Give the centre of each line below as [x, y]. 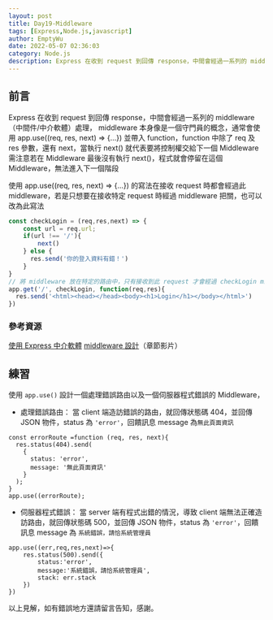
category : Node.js [39, 54]
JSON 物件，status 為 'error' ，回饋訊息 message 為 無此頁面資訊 [127, 423]
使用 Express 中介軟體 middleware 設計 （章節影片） [95, 345]
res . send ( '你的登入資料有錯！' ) [79, 259]
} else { [38, 251]
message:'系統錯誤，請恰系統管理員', [94, 571]
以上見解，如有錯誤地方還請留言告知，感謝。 [83, 608]
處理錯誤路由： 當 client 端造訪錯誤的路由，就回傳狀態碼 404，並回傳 [136, 412]
